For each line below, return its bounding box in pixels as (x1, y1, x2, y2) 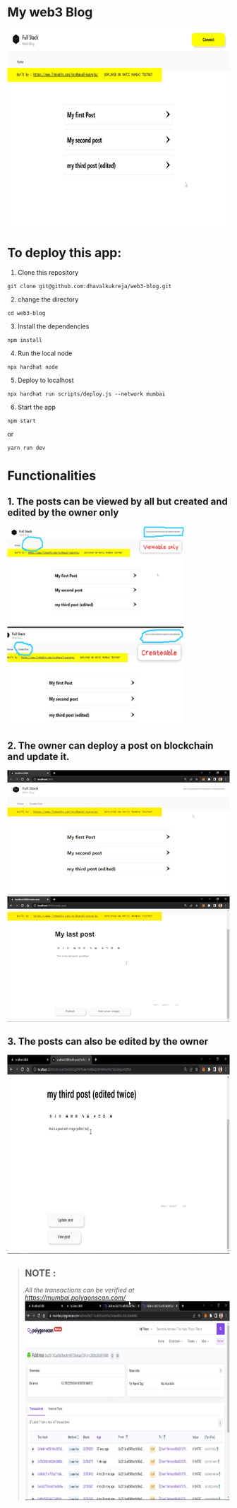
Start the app (17, 403, 56, 411)
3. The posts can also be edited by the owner (7, 1035, 209, 1047)
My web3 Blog (7, 4, 93, 20)
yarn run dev (7, 444, 46, 451)
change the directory (17, 295, 79, 304)
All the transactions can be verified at (24, 1286, 135, 1295)
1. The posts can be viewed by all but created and (7, 496, 228, 508)
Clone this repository (17, 268, 79, 276)
